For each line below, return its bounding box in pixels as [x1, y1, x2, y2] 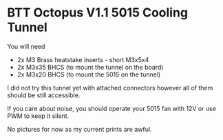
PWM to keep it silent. [7, 112, 70, 120]
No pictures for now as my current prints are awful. [7, 125, 152, 133]
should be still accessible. [7, 91, 81, 99]
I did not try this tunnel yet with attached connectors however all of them [7, 83, 213, 92]
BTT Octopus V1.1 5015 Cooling [7, 5, 188, 21]
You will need [7, 42, 45, 50]
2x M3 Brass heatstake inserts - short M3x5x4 [17, 55, 149, 63]
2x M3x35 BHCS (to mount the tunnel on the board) [17, 63, 164, 71]
